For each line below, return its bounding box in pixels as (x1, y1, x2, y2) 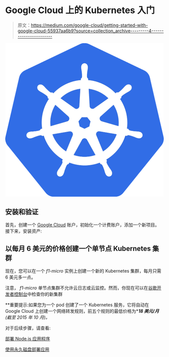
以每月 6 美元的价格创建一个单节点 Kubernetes (5, 244, 151, 253)
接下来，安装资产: (5, 228, 42, 234)
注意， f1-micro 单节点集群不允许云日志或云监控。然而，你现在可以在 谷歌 (5, 285, 157, 291)
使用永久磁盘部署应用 (5, 346, 49, 352)
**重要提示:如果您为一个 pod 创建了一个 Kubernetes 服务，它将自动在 (5, 302, 149, 308)
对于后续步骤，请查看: (5, 325, 51, 331)
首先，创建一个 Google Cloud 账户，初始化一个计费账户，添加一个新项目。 (5, 222, 160, 228)
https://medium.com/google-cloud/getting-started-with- (31, 22, 148, 28)
